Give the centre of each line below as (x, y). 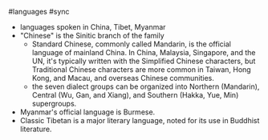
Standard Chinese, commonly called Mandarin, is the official (131, 44)
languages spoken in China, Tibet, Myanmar (93, 27)
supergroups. (54, 104)
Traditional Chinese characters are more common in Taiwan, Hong (141, 70)
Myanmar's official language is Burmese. (87, 112)
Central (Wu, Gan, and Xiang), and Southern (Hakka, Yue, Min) (135, 95)
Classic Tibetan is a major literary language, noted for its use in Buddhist (140, 120)
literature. (36, 129)
